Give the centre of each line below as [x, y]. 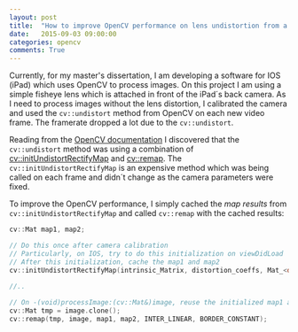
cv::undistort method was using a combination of [102, 149]
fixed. [20, 187]
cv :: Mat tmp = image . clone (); [65, 311]
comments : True [37, 50]
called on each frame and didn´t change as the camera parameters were [141, 177]
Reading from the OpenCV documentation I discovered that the [124, 140]
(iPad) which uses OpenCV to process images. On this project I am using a [145, 85]
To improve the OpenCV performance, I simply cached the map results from [148, 204]
